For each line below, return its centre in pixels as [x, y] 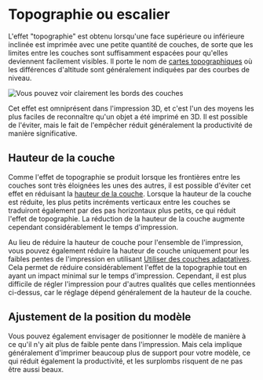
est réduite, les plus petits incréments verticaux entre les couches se [119, 202]
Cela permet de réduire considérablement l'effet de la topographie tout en [128, 267]
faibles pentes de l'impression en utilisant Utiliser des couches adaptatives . [130, 259]
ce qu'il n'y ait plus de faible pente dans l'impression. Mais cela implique [125, 344]
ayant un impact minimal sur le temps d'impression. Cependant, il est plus [128, 276]
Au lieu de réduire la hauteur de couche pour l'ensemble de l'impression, [126, 242]
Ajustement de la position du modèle [100, 317]
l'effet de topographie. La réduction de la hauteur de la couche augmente [126, 218]
